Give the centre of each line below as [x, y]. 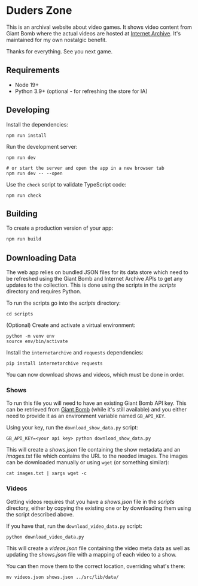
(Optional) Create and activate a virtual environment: [71, 325]
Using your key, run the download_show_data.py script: [72, 428]
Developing [28, 110]
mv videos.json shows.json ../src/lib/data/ [63, 577]
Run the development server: [42, 146]
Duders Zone [39, 10]
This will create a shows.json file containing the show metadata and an [93, 450]
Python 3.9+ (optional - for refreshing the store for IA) [81, 91]
